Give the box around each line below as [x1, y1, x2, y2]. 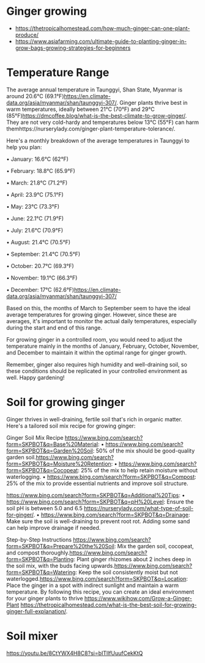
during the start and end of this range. [6, 324, 103, 331]
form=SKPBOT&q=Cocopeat [6, 466, 78, 473]
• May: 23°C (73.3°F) [6, 202, 60, 210]
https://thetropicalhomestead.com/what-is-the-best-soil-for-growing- [20, 601, 197, 608]
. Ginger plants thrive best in [116, 99, 188, 106]
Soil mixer [6, 629, 58, 643]
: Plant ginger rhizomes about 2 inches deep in [73, 555, 192, 562]
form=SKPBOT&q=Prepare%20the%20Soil [6, 542, 114, 550]
